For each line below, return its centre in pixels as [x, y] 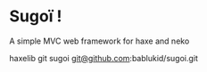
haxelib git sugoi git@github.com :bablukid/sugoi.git [104, 58]
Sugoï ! [36, 16]
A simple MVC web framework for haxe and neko [99, 41]
